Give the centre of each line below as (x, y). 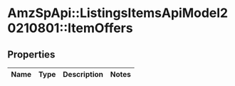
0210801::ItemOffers (70, 28)
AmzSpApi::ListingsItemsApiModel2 (118, 13)
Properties (31, 54)
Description (83, 74)
